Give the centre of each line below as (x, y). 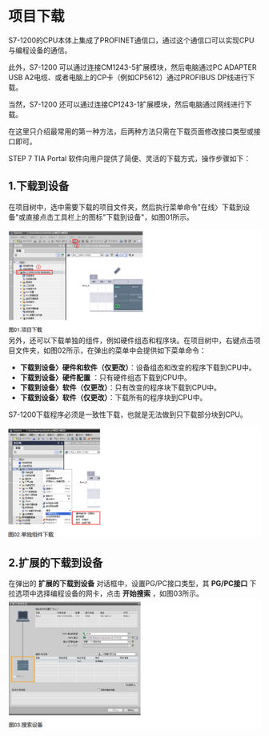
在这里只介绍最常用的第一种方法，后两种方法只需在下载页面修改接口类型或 (131, 131)
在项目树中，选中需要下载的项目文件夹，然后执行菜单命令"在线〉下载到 (126, 207)
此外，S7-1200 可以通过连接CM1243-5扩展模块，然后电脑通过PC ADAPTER (132, 67)
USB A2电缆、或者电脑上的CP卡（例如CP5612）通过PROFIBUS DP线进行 (128, 77)
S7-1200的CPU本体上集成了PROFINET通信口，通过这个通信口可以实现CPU (131, 40)
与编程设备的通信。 (40, 50)
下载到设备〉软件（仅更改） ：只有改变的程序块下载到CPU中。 (120, 388)
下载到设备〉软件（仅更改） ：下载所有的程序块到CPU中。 (113, 398)
